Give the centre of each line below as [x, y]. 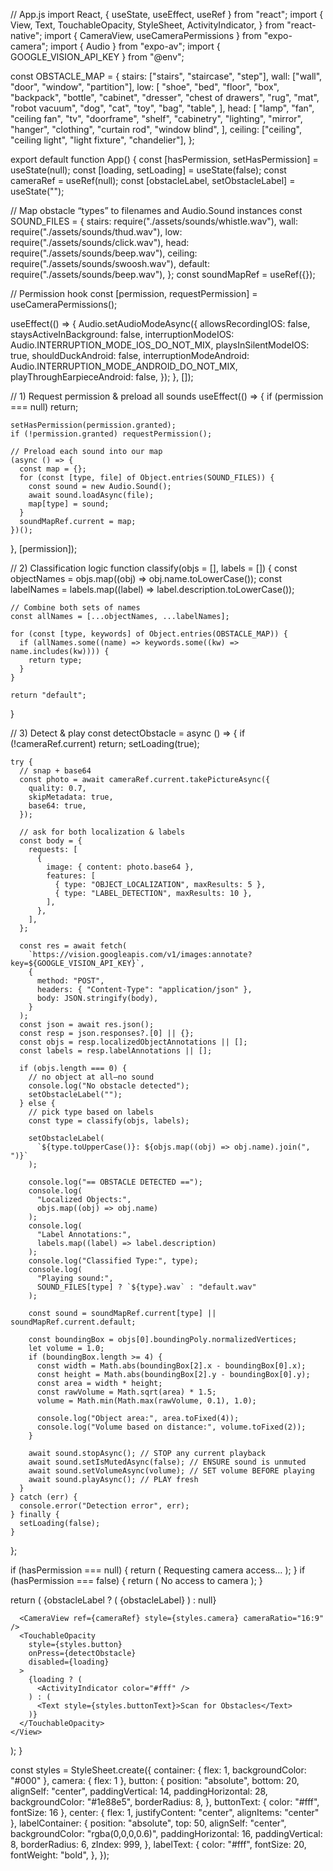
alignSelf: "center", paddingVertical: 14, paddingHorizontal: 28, [139, 1791]
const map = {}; [53, 469]
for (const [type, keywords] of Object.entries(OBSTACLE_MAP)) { [149, 634]
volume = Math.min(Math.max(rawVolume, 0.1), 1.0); [146, 1401]
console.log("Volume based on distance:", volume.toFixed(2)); [171, 1427]
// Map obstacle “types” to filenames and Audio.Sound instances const [156, 210]
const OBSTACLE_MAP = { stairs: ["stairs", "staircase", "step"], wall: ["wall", [166, 76]
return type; [55, 660]
